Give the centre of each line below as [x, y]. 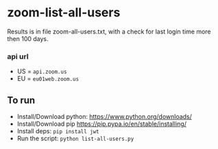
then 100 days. [28, 38]
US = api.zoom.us [42, 71]
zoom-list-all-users [64, 13]
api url [18, 56]
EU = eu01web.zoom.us [48, 79]
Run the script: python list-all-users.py [75, 139]
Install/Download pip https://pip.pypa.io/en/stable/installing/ [102, 124]
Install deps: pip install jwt [58, 131]
